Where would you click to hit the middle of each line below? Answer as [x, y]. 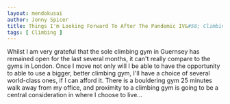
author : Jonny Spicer [38, 20]
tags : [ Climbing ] [35, 32]
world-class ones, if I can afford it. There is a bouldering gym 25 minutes [110, 81]
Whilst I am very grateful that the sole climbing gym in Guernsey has [103, 52]
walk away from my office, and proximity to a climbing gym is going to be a [113, 88]
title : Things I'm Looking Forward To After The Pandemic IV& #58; [104, 26]
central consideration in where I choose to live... [75, 95]
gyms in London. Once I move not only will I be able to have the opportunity [114, 66]
